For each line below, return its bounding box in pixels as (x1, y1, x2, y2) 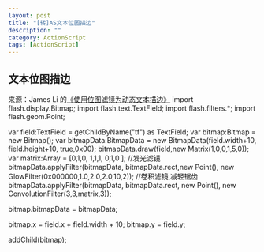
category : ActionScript (8, 33, 87, 42)
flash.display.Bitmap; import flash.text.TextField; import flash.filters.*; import (8, 103, 256, 113)
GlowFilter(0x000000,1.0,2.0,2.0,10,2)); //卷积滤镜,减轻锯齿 (8, 171, 199, 181)
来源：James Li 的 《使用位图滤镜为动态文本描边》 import (8, 94, 194, 103)
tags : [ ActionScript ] (8, 41, 80, 49)
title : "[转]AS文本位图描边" (8, 19, 96, 27)
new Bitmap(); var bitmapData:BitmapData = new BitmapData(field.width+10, (8, 135, 257, 145)
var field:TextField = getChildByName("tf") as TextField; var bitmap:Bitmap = (8, 127, 256, 137)
